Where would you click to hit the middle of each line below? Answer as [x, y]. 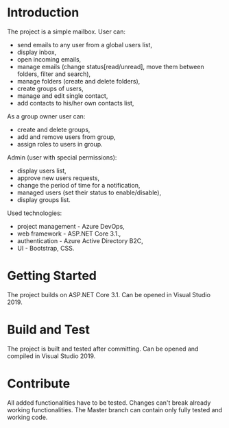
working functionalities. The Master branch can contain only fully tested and [115, 410]
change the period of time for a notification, [79, 185]
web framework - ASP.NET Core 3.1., [69, 234]
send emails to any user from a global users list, [85, 45]
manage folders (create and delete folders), [79, 81]
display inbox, [37, 52]
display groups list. [44, 199]
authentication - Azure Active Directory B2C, [80, 240]
